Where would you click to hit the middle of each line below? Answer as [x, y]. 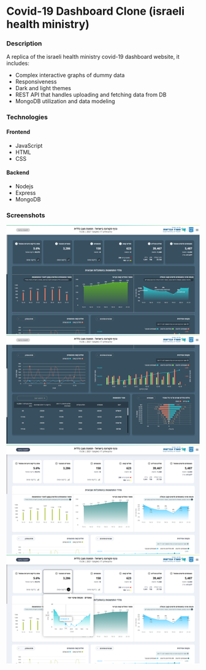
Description [24, 44]
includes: [18, 63]
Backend [18, 172]
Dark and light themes [43, 88]
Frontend [18, 132]
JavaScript [29, 145]
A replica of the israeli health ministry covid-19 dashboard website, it [93, 57]
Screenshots [26, 215]
